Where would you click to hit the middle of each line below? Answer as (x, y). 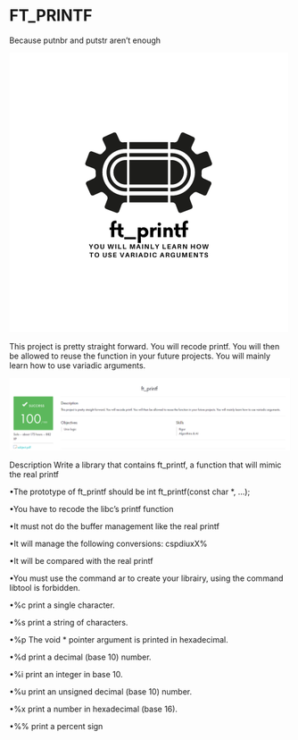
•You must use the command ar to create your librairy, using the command (146, 578)
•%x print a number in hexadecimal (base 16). (94, 709)
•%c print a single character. (62, 605)
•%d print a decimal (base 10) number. (80, 657)
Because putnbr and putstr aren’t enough (85, 40)
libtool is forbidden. (45, 587)
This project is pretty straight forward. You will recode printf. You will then (145, 346)
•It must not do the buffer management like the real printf (115, 526)
